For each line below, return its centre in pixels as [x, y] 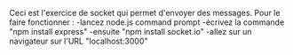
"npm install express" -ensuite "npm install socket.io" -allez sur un [131, 31]
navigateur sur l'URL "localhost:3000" [79, 41]
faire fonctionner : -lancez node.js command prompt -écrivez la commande [147, 22]
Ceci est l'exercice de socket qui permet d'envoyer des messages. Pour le [145, 13]
